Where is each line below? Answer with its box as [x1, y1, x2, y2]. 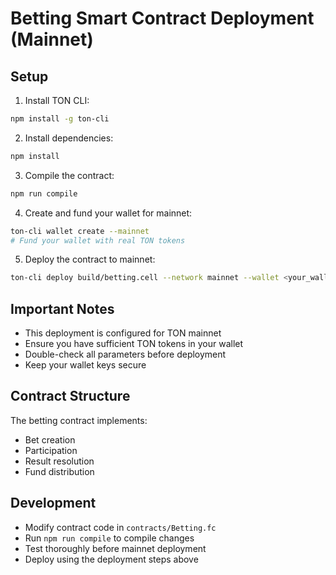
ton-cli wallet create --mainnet [10, 226, 150, 236]
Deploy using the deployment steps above [24, 553, 199, 565]
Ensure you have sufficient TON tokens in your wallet [24, 338, 244, 350]
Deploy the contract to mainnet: [24, 253, 156, 266]
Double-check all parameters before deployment [24, 348, 227, 361]
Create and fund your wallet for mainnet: [24, 207, 193, 219]
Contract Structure [10, 388, 131, 405]
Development [10, 495, 97, 512]
